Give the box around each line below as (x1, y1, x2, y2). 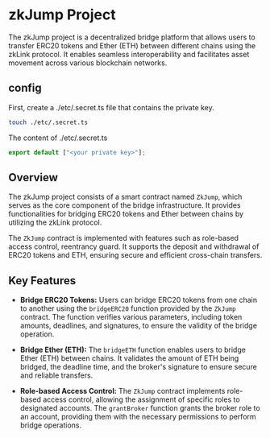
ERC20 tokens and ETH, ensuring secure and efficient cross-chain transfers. (8, 250, 263, 260)
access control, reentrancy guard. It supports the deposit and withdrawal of (8, 242, 260, 251)
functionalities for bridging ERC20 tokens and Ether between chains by (8, 209, 244, 219)
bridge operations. (19, 420, 82, 430)
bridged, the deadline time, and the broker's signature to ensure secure (19, 362, 258, 372)
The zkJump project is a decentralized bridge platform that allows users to (8, 32, 255, 42)
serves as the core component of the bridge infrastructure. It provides (8, 200, 241, 210)
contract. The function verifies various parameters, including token (19, 312, 243, 322)
